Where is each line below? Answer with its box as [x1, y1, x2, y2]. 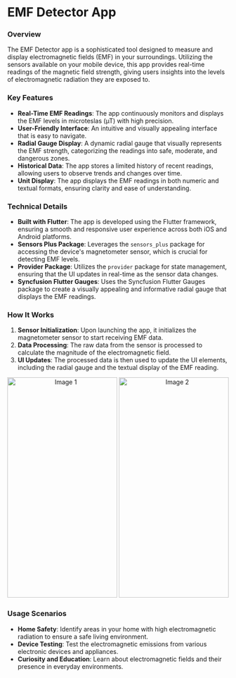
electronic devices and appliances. [17, 647, 119, 655]
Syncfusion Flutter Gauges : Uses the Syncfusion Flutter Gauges [17, 278, 206, 286]
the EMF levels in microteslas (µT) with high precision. [17, 116, 174, 125]
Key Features [7, 93, 54, 103]
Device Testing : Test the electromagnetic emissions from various [17, 639, 207, 648]
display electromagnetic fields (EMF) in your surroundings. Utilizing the [7, 53, 213, 61]
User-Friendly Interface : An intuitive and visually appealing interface [17, 124, 218, 132]
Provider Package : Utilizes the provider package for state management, [17, 262, 227, 271]
